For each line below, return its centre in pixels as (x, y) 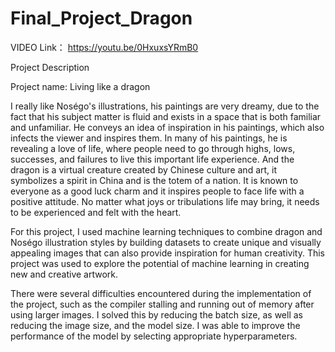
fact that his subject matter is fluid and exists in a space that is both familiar (166, 116)
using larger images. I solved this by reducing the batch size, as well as (156, 314)
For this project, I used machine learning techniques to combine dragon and (166, 231)
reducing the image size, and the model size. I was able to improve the (155, 325)
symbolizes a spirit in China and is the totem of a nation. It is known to (154, 180)
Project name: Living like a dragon (80, 86)
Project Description (50, 67)
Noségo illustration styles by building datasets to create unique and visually (166, 242)
